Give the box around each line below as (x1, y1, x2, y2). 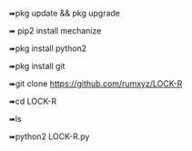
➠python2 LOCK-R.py (8, 131, 90, 142)
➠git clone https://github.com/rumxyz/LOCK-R (8, 78, 183, 89)
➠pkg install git (8, 61, 66, 71)
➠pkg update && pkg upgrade (8, 8, 120, 18)
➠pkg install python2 (8, 43, 87, 54)
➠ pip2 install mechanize (8, 25, 102, 35)
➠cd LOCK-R (8, 96, 57, 106)
